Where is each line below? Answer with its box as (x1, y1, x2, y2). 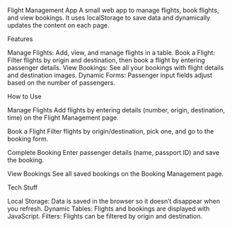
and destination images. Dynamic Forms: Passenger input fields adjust (7, 71, 213, 79)
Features (7, 35, 33, 43)
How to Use (7, 92, 42, 100)
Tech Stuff (7, 183, 37, 192)
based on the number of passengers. (7, 78, 115, 87)
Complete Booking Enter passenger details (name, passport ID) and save (7, 149, 220, 156)
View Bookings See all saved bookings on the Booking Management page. (7, 170, 224, 177)
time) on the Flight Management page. (7, 113, 119, 122)
